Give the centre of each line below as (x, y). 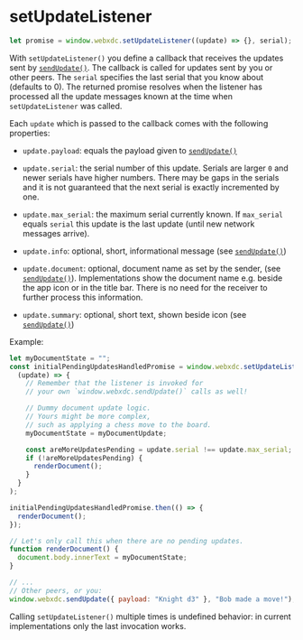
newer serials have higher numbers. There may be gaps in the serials (151, 177)
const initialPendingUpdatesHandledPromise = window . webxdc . (127, 366)
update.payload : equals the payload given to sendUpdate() (129, 150)
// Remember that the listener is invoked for (115, 384)
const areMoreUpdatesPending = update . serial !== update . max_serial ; (159, 450)
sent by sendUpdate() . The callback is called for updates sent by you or (141, 67)
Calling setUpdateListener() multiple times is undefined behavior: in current (150, 617)
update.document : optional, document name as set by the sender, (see (151, 268)
